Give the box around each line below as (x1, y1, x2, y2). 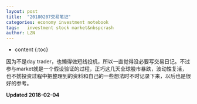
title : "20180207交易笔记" (6, 14, 72, 20)
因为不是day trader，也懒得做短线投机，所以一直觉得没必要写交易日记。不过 (6, 58, 191, 65)
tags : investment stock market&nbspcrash (6, 24, 114, 31)
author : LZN (6, 30, 35, 36)
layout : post (6, 8, 38, 15)
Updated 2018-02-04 (6, 91, 60, 99)
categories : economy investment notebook (6, 19, 109, 25)
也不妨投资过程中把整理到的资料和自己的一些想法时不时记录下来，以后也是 (6, 73, 186, 80)
